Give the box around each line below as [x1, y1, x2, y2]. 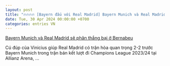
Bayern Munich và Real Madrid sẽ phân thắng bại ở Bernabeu [5, 35, 133, 41]
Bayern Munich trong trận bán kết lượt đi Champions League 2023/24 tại [5, 50, 157, 56]
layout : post [5, 7, 33, 12]
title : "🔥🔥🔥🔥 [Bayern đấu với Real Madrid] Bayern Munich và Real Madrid [5, 12, 166, 17]
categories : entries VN [5, 21, 56, 26]
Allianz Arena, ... [5, 55, 39, 61]
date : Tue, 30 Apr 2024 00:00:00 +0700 [5, 16, 90, 21]
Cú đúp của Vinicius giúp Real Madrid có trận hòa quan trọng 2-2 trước [5, 44, 153, 50]
